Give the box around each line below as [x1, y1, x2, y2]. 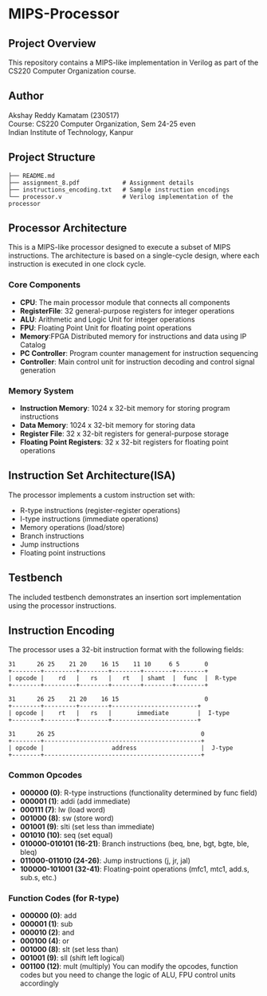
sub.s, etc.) [19, 872, 57, 882]
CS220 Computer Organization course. [8, 66, 137, 76]
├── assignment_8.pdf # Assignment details [8, 179, 194, 187]
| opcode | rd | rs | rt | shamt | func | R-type [8, 674, 238, 682]
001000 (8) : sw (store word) [19, 813, 114, 823]
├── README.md [8, 172, 56, 180]
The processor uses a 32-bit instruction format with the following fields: [8, 645, 245, 654]
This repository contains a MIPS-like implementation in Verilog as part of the [8, 57, 259, 67]
